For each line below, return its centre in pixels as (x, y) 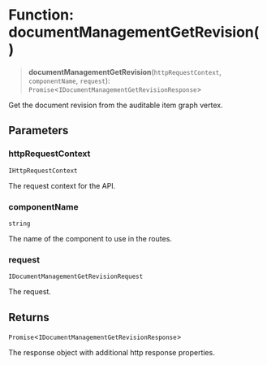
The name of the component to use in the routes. (90, 238)
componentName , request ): (69, 80)
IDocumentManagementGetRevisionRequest (76, 277)
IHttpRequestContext (43, 171)
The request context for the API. (62, 185)
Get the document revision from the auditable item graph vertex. (116, 105)
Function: (41, 15)
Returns (29, 317)
